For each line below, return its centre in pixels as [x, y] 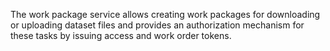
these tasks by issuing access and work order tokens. [121, 35]
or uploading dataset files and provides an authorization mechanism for [157, 25]
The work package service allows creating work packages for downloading [165, 14]
